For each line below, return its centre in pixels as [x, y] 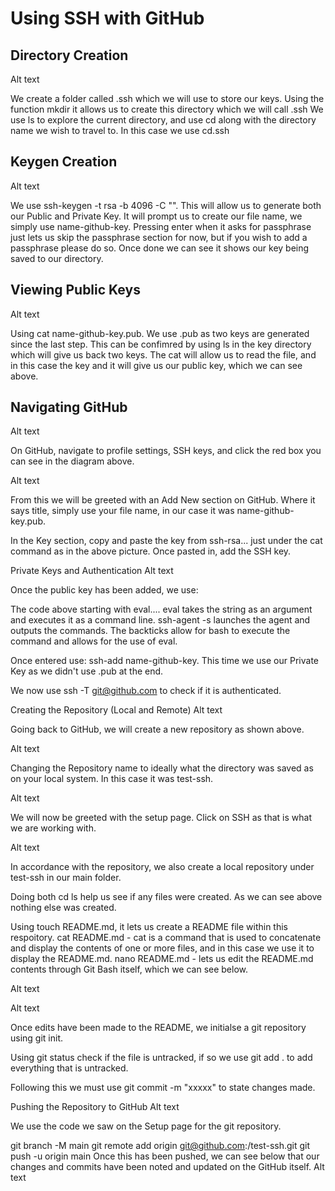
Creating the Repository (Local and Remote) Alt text [116, 710]
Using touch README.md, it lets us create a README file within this [149, 927]
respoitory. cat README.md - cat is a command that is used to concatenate [166, 938]
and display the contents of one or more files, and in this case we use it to [162, 948]
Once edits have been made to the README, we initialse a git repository [158, 1028]
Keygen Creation [64, 162]
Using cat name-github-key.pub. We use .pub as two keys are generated [160, 333]
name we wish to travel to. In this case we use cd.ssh [120, 130]
